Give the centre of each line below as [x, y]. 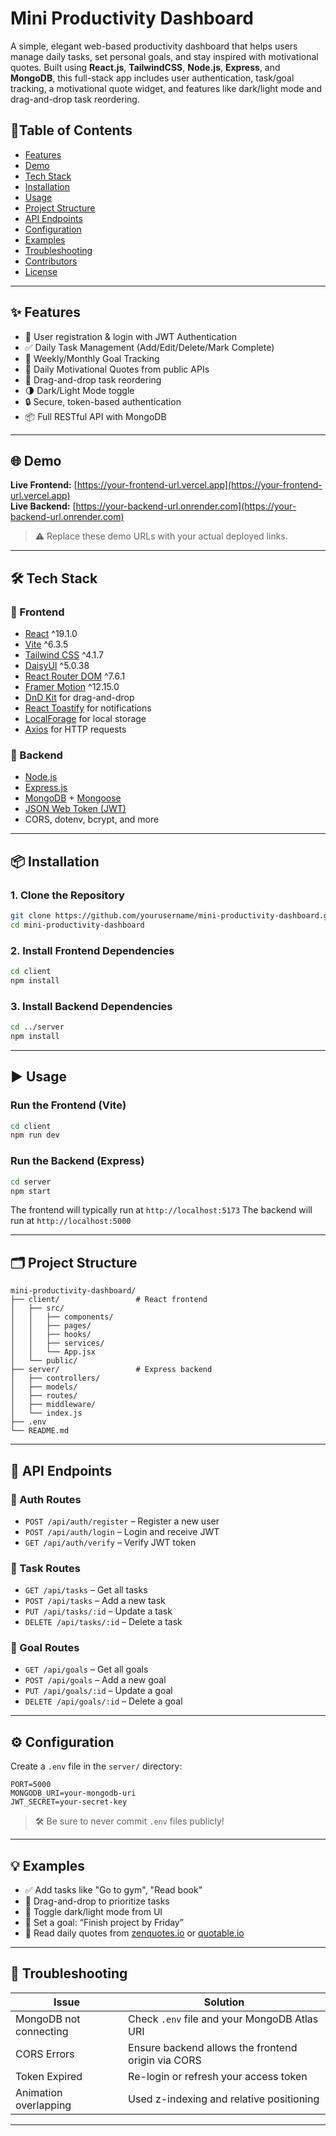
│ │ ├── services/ [57, 1343]
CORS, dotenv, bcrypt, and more [92, 819]
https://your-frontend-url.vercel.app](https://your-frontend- [199, 485]
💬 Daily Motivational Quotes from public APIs [117, 369]
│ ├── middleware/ [53, 1405]
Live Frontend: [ [44, 485]
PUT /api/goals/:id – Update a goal [98, 1691]
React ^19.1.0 [51, 634]
